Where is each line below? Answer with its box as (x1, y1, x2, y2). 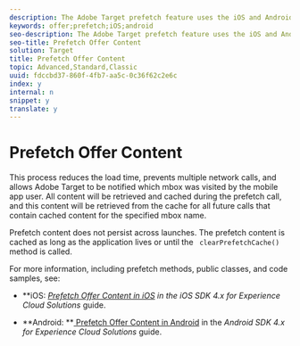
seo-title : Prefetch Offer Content (9, 37, 142, 47)
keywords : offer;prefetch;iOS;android (9, 21, 154, 30)
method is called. (9, 246, 73, 257)
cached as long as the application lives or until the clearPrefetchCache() (9, 237, 279, 248)
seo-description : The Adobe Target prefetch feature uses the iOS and (9, 29, 278, 38)
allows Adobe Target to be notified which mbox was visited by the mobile (9, 182, 279, 193)
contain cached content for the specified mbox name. (9, 210, 207, 221)
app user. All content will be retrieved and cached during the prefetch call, (9, 191, 282, 202)
